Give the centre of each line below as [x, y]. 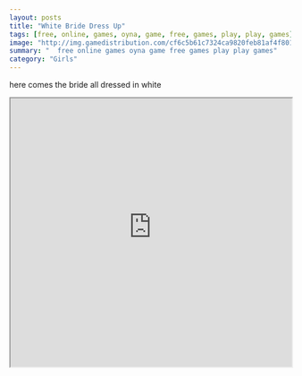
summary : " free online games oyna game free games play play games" [143, 51]
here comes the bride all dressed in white [85, 85]
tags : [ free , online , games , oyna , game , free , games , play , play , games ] [151, 34]
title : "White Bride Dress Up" [67, 26]
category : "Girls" [43, 59]
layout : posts [36, 17]
